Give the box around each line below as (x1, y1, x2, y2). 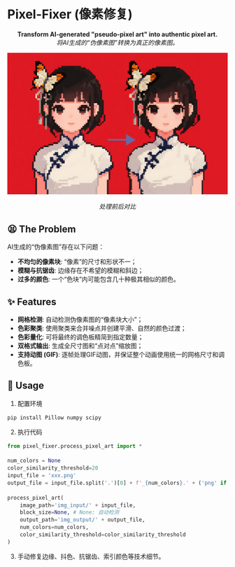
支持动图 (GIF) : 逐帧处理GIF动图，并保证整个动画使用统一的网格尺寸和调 (17, 350, 225, 358)
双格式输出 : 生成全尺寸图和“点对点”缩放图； (17, 341, 143, 350)
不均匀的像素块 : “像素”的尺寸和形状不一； (17, 257, 138, 266)
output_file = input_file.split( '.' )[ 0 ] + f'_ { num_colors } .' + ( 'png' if (7, 479, 227, 486)
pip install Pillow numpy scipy (7, 414, 101, 421)
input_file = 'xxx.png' (7, 472, 77, 479)
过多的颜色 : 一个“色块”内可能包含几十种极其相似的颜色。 (17, 275, 180, 284)
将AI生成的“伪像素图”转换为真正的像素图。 (56, 38, 179, 46)
